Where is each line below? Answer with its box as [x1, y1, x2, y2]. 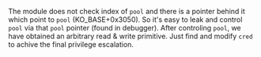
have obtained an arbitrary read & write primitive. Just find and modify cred [8, 31, 253, 41]
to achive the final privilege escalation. [8, 40, 134, 49]
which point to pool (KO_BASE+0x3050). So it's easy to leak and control [8, 15, 243, 24]
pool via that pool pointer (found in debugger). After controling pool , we [8, 23, 241, 32]
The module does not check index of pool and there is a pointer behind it [8, 7, 245, 16]
